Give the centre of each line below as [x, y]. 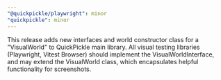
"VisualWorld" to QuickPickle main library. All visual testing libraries [104, 47]
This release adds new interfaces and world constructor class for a [103, 39]
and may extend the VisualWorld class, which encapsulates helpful [103, 61]
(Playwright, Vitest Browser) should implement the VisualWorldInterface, [111, 54]
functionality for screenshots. [49, 69]
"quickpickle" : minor [39, 20]
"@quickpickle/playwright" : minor [57, 13]
